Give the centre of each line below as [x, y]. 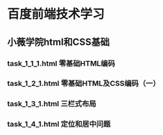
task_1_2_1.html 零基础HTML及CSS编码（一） [84, 84]
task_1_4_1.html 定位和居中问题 [59, 124]
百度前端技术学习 [56, 14]
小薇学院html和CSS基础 [58, 42]
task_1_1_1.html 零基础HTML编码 [61, 63]
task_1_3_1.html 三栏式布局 [52, 104]
